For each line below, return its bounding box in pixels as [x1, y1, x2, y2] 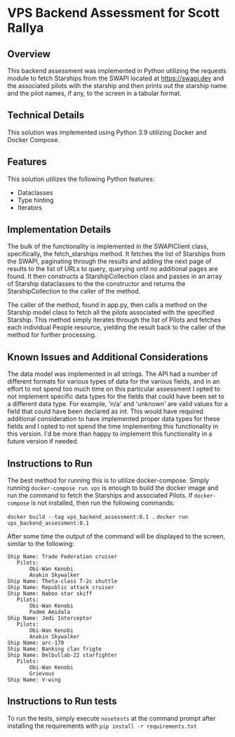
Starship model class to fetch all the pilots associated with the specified [7, 308, 215, 317]
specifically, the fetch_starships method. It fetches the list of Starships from [7, 250, 226, 258]
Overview [7, 48, 51, 60]
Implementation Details [7, 224, 112, 236]
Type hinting [17, 196, 54, 204]
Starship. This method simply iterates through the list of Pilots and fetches [7, 315, 221, 325]
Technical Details [7, 109, 85, 121]
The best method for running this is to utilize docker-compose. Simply [7, 477, 209, 485]
